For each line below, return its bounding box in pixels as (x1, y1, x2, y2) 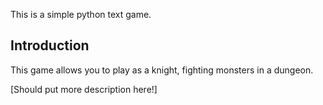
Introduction (10, 37, 90, 54)
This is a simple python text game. (10, 9, 152, 20)
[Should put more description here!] (10, 83, 158, 95)
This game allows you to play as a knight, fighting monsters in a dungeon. (10, 64, 314, 76)
